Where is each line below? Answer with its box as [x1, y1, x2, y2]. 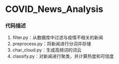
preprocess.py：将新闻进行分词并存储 [12, 41, 91, 47]
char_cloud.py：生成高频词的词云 [12, 47, 82, 53]
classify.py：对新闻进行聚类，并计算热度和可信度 [12, 53, 114, 59]
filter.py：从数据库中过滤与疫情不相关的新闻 [12, 34, 103, 40]
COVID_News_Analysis [5, 3, 104, 15]
